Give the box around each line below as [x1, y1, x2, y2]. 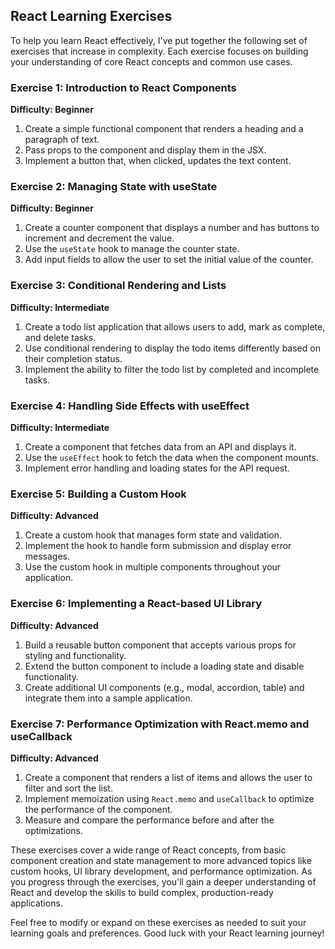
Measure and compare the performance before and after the [24, 814, 275, 826]
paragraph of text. [24, 134, 100, 146]
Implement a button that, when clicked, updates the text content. [24, 155, 292, 167]
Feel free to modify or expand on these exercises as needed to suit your [10, 916, 307, 928]
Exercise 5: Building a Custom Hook [10, 487, 187, 501]
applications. [10, 897, 63, 909]
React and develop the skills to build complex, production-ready [10, 886, 274, 898]
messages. [24, 550, 71, 563]
